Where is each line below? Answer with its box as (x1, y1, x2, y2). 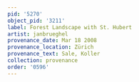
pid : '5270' (7, 10, 43, 18)
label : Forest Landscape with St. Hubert (7, 24, 133, 31)
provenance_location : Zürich (7, 43, 94, 51)
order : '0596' (7, 63, 50, 71)
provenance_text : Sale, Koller (7, 51, 101, 58)
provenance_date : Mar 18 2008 (7, 37, 98, 44)
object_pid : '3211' (7, 17, 66, 24)
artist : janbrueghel (7, 30, 69, 38)
